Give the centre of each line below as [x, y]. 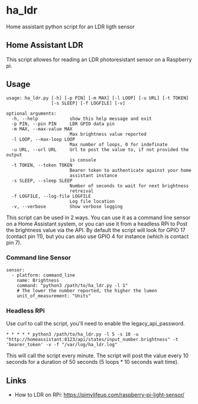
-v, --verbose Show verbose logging [67, 206]
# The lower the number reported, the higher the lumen [87, 291]
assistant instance [93, 175]
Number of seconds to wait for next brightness [129, 186]
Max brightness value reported [108, 134]
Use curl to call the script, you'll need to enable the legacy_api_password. [95, 324]
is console [83, 160]
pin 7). [14, 242]
